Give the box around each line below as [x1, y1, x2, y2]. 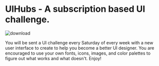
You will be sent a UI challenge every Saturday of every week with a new [5, 39, 154, 45]
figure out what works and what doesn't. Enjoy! [5, 55, 102, 61]
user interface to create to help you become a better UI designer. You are [5, 45, 155, 51]
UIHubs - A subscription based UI [5, 3, 145, 15]
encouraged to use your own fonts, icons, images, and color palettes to [5, 50, 151, 56]
